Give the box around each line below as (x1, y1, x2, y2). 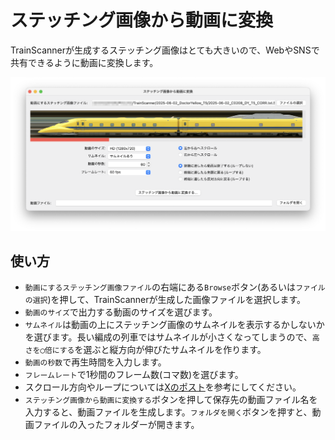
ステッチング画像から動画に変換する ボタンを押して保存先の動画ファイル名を (24, 394, 318, 406)
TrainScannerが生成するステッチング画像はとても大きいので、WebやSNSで (10, 44, 320, 56)
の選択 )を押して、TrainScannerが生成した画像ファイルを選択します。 (24, 294, 307, 306)
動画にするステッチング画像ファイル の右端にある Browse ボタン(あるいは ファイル (24, 281, 326, 293)
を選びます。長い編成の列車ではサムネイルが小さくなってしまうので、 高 (24, 331, 320, 343)
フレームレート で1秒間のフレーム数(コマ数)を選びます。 (24, 369, 244, 381)
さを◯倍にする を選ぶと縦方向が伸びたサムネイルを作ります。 (24, 344, 267, 356)
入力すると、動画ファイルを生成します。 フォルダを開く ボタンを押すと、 (24, 406, 313, 418)
